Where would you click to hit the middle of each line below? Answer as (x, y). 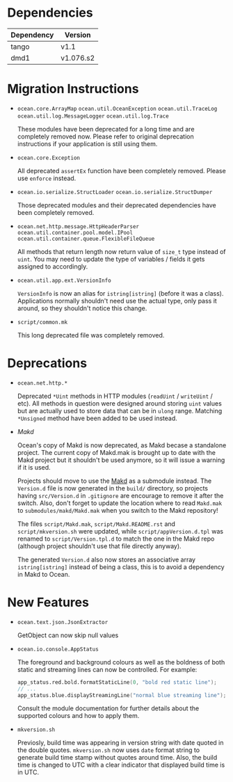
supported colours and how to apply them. (78, 716)
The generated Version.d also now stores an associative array (106, 559)
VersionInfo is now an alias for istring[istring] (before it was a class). (120, 293)
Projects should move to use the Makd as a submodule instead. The (114, 481)
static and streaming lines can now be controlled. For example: (107, 669)
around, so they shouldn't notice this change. (82, 308)
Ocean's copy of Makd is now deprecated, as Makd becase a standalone (122, 445)
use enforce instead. (47, 178)
